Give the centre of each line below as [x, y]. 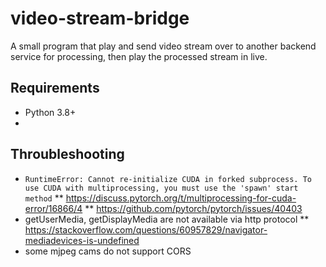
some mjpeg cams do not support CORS [108, 251]
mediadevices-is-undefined [82, 240]
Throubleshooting [67, 154]
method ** [44, 198]
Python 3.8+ [50, 112]
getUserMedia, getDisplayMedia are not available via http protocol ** [167, 219]
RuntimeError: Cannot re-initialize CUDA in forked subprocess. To [168, 179]
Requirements [55, 88]
